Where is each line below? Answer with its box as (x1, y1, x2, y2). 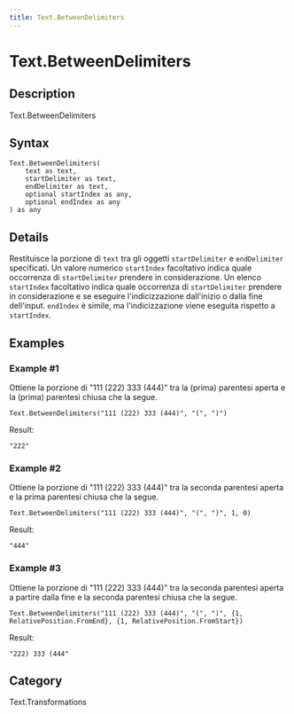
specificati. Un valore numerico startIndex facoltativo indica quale (9, 263, 252, 273)
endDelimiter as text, (25, 183, 109, 192)
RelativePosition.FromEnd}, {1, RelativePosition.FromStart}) (9, 616, 244, 625)
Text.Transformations (9, 697, 87, 708)
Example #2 (9, 462, 62, 475)
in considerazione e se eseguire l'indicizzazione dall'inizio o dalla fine (9, 291, 263, 302)
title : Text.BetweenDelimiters (9, 12, 125, 22)
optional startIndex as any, (25, 190, 133, 200)
